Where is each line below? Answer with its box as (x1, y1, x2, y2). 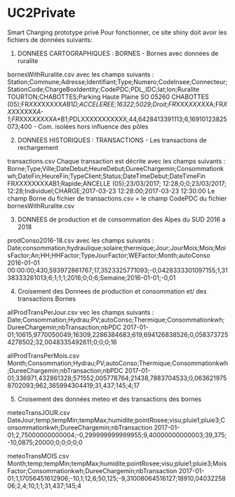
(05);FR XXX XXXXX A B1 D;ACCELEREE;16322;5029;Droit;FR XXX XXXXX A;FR (7, 100, 223, 108)
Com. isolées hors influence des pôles (38, 122, 149, 130)
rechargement (17, 143, 59, 151)
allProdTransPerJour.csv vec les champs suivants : (7, 308, 154, 316)
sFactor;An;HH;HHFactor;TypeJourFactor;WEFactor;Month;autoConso (7, 251, 210, 259)
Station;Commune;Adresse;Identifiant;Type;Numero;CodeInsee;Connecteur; (7, 77, 228, 86)
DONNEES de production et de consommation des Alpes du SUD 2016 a (17, 215, 226, 224)
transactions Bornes (17, 294, 76, 303)
